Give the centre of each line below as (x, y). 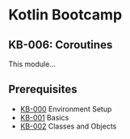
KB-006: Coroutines (61, 45)
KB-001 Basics (44, 117)
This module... (32, 64)
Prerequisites (43, 89)
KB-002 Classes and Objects (68, 126)
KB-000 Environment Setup (66, 109)
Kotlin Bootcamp (65, 15)
